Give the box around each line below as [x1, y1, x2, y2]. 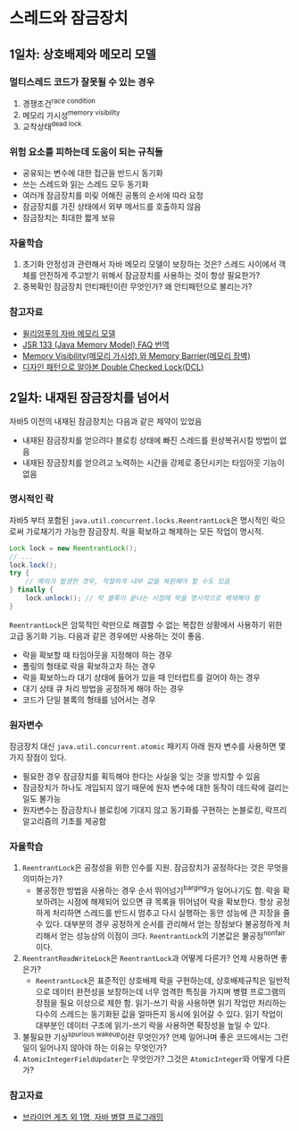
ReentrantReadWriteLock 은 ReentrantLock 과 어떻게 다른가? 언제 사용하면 [21, 952, 278, 963]
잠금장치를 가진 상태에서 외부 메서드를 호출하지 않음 [21, 201, 202, 212]
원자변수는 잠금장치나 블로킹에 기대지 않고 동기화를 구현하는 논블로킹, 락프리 [21, 804, 287, 815]
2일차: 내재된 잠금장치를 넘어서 [9, 390, 170, 405]
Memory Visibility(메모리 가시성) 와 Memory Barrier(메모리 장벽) [21, 350, 252, 361]
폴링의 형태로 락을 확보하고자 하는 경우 [21, 660, 156, 671]
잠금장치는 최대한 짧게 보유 [21, 212, 116, 224]
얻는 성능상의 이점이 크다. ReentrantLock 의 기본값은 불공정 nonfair [59, 929, 286, 940]
